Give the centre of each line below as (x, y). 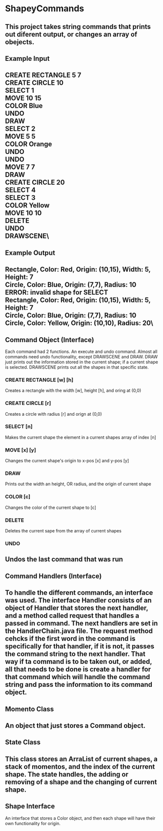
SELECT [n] (19, 427)
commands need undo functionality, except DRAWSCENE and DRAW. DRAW (81, 356)
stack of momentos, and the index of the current (80, 767)
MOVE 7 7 (20, 167)
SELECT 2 (20, 129)
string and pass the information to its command (79, 685)
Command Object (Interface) (50, 340)
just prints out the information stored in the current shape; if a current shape (82, 362)
